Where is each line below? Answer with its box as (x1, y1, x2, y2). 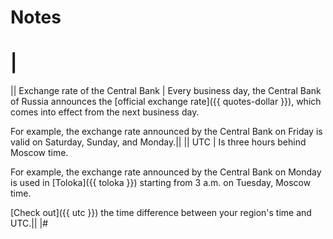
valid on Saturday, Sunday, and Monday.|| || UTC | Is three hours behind (10, 136, 307, 148)
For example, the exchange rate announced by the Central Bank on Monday (10, 166, 322, 178)
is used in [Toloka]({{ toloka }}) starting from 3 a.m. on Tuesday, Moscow (10, 177, 312, 189)
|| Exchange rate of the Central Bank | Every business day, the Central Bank (10, 85, 322, 97)
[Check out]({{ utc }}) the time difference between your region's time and (10, 207, 312, 219)
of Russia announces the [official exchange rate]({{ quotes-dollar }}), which (10, 96, 322, 108)
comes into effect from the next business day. (10, 106, 200, 118)
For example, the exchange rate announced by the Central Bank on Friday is (10, 126, 323, 138)
